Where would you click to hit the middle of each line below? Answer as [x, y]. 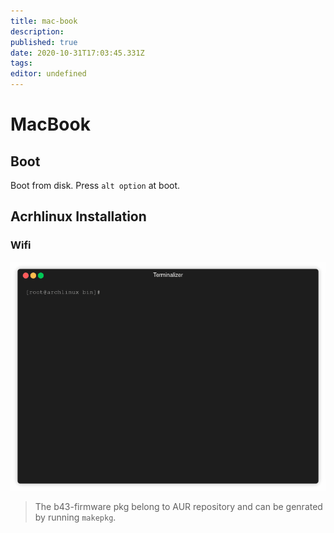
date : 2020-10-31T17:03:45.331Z [77, 53]
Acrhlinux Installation [78, 216]
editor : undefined [48, 74]
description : [37, 31]
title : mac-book [44, 21]
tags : [21, 63]
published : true [44, 42]
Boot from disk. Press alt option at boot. [95, 185]
